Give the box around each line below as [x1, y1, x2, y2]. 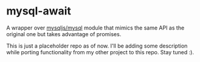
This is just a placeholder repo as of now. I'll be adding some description [6, 42, 188, 49]
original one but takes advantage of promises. [6, 30, 122, 37]
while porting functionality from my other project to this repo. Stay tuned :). [6, 48, 195, 55]
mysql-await [6, 4, 72, 18]
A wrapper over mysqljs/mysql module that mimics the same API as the [6, 24, 185, 31]
